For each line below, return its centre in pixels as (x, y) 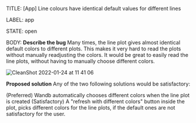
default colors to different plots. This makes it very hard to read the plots (94, 49)
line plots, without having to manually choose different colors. (81, 61)
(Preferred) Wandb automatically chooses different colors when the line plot (98, 95)
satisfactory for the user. (36, 114)
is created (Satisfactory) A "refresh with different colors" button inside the (95, 101)
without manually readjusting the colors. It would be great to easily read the (97, 55)
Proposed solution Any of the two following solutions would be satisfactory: (98, 84)
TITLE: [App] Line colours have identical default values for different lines (94, 8)
